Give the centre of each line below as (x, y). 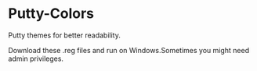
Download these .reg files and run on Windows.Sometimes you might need (128, 50)
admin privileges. (36, 59)
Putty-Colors (51, 14)
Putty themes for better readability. (65, 35)
